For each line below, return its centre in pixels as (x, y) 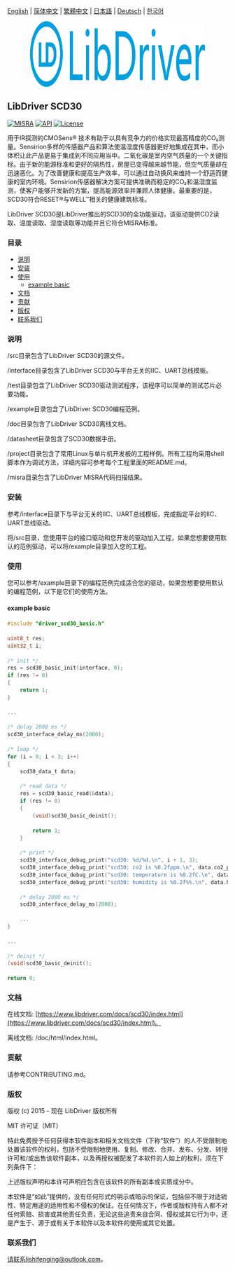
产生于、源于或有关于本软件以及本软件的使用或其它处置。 (96, 1222)
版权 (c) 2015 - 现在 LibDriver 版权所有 (62, 1110)
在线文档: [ (23, 1014)
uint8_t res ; (26, 638)
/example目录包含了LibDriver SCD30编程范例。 (76, 409)
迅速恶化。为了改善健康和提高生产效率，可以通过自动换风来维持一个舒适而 (114, 173)
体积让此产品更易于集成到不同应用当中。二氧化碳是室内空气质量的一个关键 (114, 155)
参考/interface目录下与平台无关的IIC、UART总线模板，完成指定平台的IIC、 (114, 513)
